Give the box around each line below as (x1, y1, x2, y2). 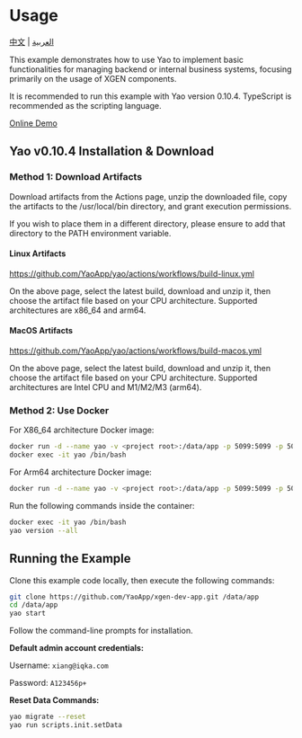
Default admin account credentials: (9, 643, 144, 654)
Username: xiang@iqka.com (9, 660, 110, 671)
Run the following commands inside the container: (9, 500, 195, 511)
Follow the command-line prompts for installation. (9, 626, 193, 636)
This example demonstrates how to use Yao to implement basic (9, 54, 244, 65)
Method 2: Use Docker (9, 404, 110, 416)
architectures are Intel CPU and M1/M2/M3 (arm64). (9, 382, 202, 393)
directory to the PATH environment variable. (9, 227, 172, 238)
